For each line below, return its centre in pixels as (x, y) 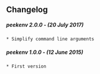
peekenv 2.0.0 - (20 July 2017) (45, 25)
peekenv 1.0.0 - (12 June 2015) (45, 52)
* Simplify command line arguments (50, 39)
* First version (26, 67)
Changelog (27, 10)
